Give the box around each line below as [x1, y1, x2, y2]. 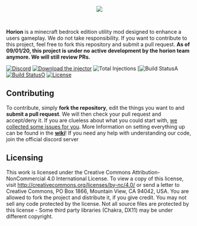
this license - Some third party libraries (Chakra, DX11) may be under [6, 206, 173, 214]
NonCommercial [6, 175, 46, 182]
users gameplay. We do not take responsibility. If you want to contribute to [6, 34, 188, 42]
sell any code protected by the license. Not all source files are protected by [6, 200, 189, 207]
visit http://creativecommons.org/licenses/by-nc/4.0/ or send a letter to [6, 181, 180, 188]
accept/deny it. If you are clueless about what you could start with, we [6, 116, 177, 124]
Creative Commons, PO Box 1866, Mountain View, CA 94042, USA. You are [6, 187, 189, 195]
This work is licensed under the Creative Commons [6, 168, 131, 176]
